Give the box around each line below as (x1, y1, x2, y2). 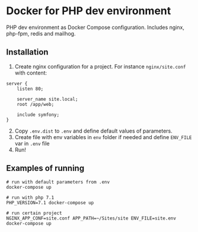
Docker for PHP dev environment (6, 4, 171, 18)
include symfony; (17, 111, 60, 118)
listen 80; (17, 86, 44, 92)
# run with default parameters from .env (6, 179, 110, 185)
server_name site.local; (17, 96, 78, 102)
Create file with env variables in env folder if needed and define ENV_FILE (14, 133, 192, 140)
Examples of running (6, 163, 85, 173)
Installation (6, 47, 49, 57)
